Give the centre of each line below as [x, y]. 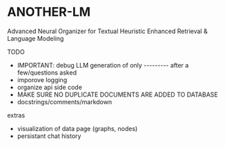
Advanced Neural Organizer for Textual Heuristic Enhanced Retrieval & [108, 31]
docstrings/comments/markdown [65, 101]
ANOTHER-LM [49, 12]
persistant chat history [49, 136]
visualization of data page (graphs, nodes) [77, 128]
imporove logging [42, 79]
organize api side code [50, 87]
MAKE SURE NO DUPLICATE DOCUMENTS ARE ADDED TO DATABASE [118, 95]
